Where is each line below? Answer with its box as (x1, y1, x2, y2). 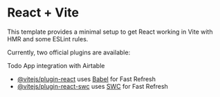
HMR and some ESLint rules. (7, 34, 89, 43)
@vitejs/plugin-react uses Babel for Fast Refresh (17, 74, 156, 83)
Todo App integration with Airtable (7, 61, 105, 69)
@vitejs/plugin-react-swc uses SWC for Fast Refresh (17, 82, 168, 90)
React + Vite (7, 5, 80, 21)
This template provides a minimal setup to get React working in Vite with (7, 28, 213, 36)
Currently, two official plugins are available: (7, 48, 131, 56)
